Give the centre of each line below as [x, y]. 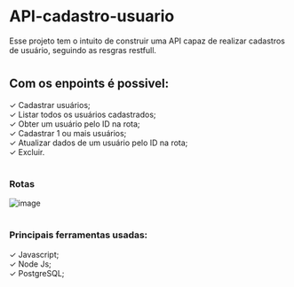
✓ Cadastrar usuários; [50, 105]
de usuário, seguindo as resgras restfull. [83, 50]
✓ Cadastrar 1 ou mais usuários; [68, 133]
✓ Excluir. [27, 151]
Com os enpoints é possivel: [89, 84]
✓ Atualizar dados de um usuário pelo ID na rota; [99, 143]
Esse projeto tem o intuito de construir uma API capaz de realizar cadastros [147, 41]
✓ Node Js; [30, 264]
